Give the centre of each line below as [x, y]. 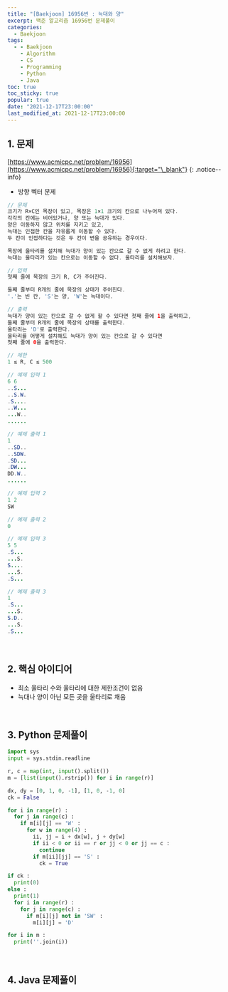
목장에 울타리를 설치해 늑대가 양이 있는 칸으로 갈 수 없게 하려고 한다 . [97, 251]
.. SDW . [17, 454]
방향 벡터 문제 [37, 191]
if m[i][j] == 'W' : [50, 824]
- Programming [41, 67]
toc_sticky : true [33, 93]
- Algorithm [38, 54]
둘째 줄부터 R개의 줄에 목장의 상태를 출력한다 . [66, 322]
